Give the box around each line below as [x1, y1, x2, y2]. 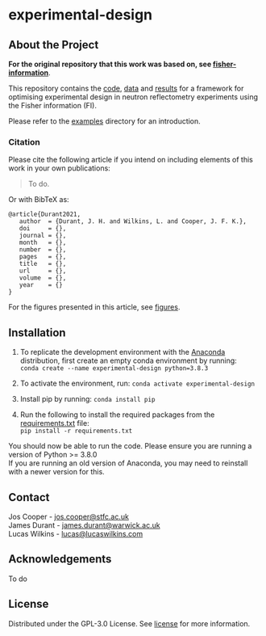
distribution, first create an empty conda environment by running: [19, 356, 238, 365]
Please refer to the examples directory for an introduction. [8, 116, 202, 126]
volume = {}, [19, 274, 67, 282]
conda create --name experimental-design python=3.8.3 [19, 364, 209, 373]
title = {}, [19, 260, 67, 268]
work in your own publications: [8, 163, 110, 173]
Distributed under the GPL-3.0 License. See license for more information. [8, 618, 251, 628]
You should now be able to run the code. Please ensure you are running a [8, 441, 252, 451]
